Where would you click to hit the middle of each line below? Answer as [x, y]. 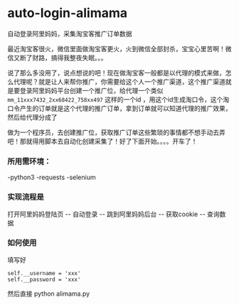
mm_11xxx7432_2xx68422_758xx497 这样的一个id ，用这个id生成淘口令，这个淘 [118, 99]
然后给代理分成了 [32, 117]
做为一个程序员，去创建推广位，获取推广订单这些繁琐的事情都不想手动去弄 [116, 132]
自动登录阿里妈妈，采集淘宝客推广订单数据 [70, 33]
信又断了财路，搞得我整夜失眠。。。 [57, 58]
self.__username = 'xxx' [44, 273]
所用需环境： [30, 161]
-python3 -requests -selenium [52, 177]
